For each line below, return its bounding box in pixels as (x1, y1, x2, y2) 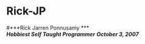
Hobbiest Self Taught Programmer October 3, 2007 (6, 30, 139, 37)
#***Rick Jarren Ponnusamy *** (6, 24, 90, 31)
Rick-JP (6, 4, 46, 18)
